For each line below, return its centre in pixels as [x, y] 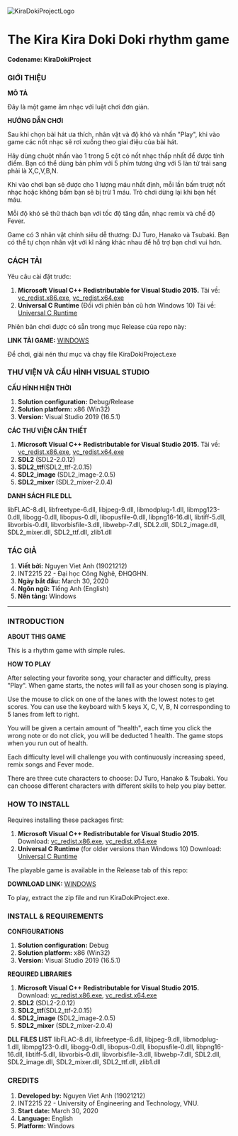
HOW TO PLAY [29, 664]
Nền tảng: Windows [47, 596]
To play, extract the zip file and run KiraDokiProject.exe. [89, 897]
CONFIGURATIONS [36, 931]
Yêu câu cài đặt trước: [39, 276]
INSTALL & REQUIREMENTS [56, 916]
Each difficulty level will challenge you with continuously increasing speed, [116, 757]
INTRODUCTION [36, 622]
